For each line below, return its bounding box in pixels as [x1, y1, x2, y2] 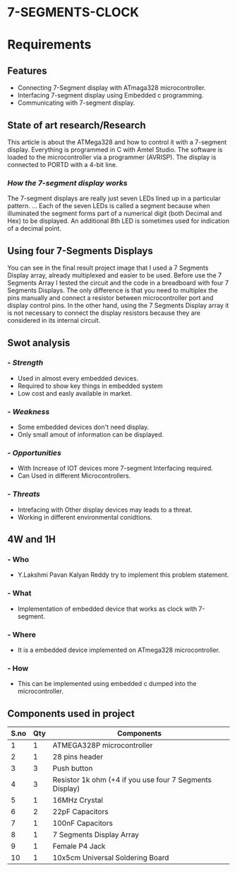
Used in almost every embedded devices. [17, 374, 139, 382]
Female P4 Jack [52, 842, 106, 851]
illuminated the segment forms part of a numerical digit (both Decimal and [7, 210, 222, 218]
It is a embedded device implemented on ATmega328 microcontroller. [17, 646, 221, 654]
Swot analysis [7, 337, 71, 349]
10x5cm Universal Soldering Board [52, 853, 169, 863]
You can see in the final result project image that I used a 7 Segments [7, 263, 209, 272]
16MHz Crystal [52, 796, 104, 805]
